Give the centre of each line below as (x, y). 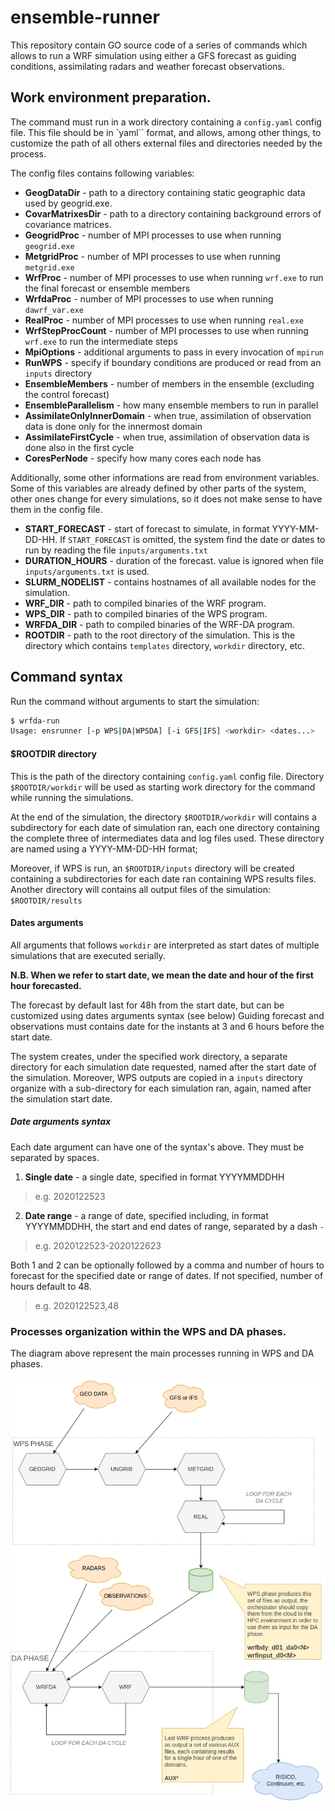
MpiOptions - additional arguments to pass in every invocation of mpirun (174, 352)
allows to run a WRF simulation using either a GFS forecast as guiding (153, 55)
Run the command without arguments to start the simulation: (135, 701)
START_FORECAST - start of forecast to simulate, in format (147, 528)
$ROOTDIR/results (46, 901)
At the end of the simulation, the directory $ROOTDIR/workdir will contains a (163, 817)
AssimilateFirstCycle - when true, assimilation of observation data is (167, 437)
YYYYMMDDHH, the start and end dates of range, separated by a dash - (174, 1226)
